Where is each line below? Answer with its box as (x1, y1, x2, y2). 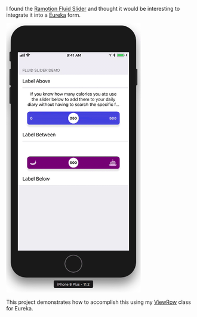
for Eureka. (6, 305, 33, 312)
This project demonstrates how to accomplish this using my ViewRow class (6, 298, 191, 306)
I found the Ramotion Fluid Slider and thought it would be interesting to (6, 5, 180, 12)
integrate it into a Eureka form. (6, 11, 81, 19)
